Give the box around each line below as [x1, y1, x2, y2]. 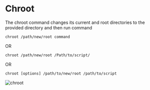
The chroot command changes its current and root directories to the [5, 19, 146, 25]
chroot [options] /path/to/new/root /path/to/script [5, 71, 117, 76]
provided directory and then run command [5, 24, 92, 30]
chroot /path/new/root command [5, 34, 70, 39]
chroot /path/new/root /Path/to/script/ [5, 53, 91, 58]
